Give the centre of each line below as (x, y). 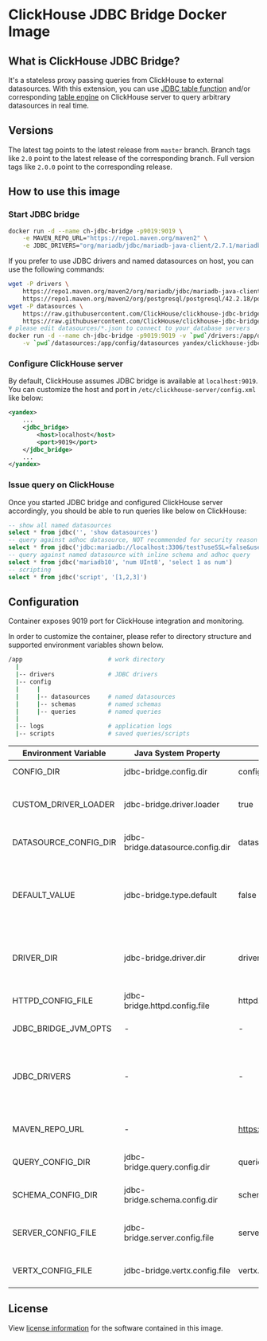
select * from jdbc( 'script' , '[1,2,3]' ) (78, 577)
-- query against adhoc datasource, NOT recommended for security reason (133, 540)
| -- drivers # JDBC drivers (87, 675)
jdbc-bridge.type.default (170, 896)
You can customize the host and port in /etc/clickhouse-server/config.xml (132, 390)
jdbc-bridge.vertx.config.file (177, 1271)
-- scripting (30, 570)
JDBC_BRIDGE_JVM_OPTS (62, 1029)
